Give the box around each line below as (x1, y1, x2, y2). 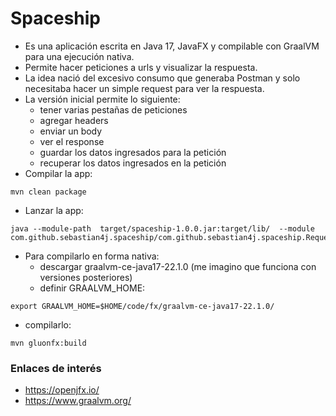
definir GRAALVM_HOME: (39, 282, 146, 294)
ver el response (39, 135, 105, 147)
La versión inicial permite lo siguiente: (24, 93, 181, 105)
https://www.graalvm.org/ (24, 395, 132, 407)
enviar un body (39, 125, 103, 137)
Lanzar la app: (24, 204, 84, 216)
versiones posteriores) (39, 271, 133, 283)
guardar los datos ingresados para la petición (39, 146, 227, 158)
